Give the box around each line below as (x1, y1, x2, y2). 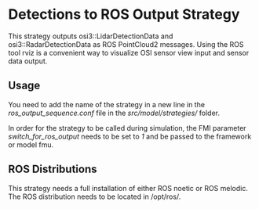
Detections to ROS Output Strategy (8, 5, 240, 23)
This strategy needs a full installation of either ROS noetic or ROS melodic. (8, 183, 249, 193)
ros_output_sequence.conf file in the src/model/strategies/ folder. (8, 108, 221, 117)
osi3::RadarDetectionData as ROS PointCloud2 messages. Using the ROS (8, 39, 245, 49)
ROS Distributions (8, 163, 97, 176)
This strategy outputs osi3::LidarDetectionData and (8, 31, 173, 41)
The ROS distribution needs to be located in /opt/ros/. (8, 192, 181, 201)
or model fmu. (8, 139, 54, 150)
